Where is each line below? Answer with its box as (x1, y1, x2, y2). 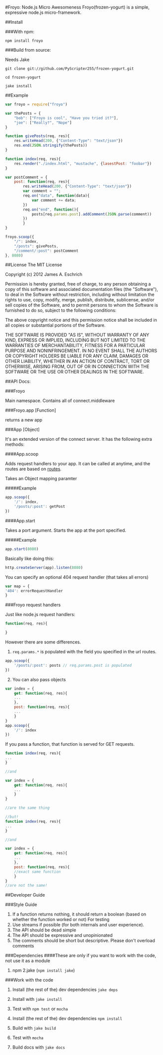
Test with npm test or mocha (12, 1006, 68, 1012)
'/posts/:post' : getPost (14, 504, 65, 509)
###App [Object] (5, 426, 40, 432)
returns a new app (5, 417, 43, 423)
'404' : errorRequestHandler (5, 588, 63, 593)
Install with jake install (12, 996, 62, 1002)
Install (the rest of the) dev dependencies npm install (12, 1015, 122, 1022)
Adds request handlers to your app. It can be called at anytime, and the (5, 461, 150, 467)
